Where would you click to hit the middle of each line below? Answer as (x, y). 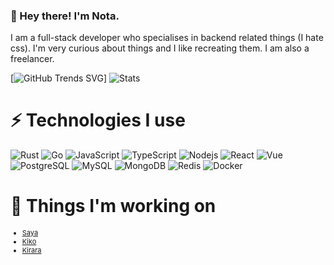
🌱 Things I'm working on (113, 206)
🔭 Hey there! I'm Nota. (65, 16)
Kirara (31, 250)
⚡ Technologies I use (98, 120)
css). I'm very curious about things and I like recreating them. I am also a (160, 48)
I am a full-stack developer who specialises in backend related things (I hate (167, 38)
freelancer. (32, 59)
